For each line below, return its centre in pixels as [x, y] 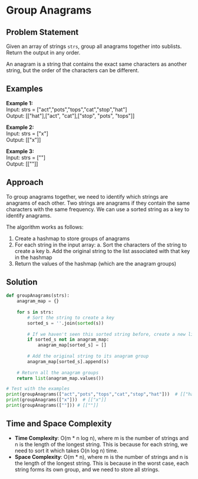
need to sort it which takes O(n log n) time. [67, 451]
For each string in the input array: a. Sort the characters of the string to [101, 245]
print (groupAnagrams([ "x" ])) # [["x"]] [57, 400]
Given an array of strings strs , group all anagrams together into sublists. [94, 46]
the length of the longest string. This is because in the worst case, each [102, 463]
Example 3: [20, 151]
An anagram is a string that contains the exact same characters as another [97, 64]
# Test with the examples [38, 389]
